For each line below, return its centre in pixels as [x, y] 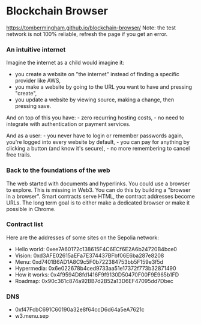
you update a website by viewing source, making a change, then [94, 100]
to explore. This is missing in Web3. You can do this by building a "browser [98, 189]
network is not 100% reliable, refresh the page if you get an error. [87, 34]
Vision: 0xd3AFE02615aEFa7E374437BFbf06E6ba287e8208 [89, 255]
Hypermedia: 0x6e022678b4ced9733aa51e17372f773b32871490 [95, 268]
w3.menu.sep [32, 316]
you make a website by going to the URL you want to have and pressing [103, 87]
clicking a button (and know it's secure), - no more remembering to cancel [98, 149]
